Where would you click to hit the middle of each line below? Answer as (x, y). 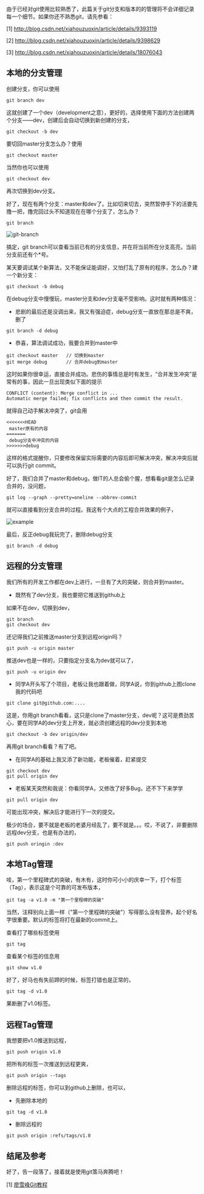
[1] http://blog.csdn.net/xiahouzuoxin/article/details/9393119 (82, 29)
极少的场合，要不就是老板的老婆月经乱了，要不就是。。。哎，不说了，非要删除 (102, 825)
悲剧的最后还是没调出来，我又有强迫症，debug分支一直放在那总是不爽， (105, 311)
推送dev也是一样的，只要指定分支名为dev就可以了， (71, 660)
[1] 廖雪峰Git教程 (27, 1185)
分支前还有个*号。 (29, 254)
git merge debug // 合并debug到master (62, 362)
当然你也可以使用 (28, 167)
